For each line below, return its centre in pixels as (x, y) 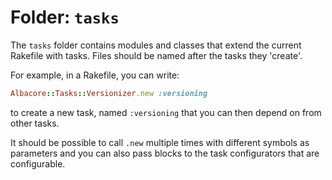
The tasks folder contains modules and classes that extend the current (156, 45)
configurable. (38, 163)
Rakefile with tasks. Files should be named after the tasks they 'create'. (156, 55)
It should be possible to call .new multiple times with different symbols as (160, 142)
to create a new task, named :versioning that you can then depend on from (166, 112)
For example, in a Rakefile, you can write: (95, 75)
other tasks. (35, 123)
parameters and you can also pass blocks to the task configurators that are (165, 153)
